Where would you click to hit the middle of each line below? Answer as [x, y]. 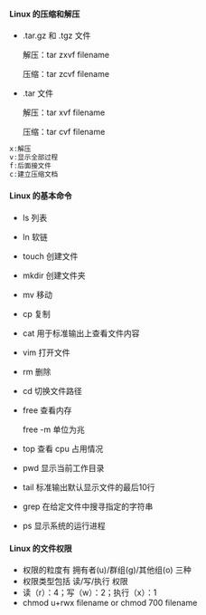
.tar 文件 [38, 93]
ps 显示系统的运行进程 [64, 525]
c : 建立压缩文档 [34, 174]
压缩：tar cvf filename [64, 132]
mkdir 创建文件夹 [54, 275]
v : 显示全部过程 [34, 158]
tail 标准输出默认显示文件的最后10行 [89, 487]
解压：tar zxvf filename [66, 55]
